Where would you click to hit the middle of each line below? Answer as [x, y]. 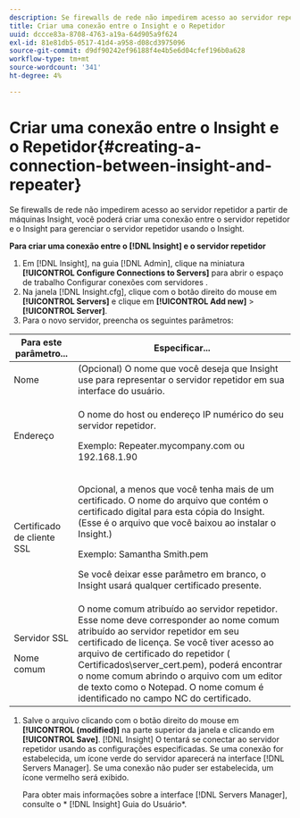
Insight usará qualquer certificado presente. [170, 585]
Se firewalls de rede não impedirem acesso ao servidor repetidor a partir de [149, 209]
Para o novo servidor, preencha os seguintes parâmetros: [128, 320]
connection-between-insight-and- [141, 165]
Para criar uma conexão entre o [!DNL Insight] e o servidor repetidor [137, 246]
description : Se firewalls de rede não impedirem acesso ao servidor [142, 17]
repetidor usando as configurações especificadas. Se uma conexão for [153, 748]
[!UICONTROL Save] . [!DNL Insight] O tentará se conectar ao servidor [150, 739]
